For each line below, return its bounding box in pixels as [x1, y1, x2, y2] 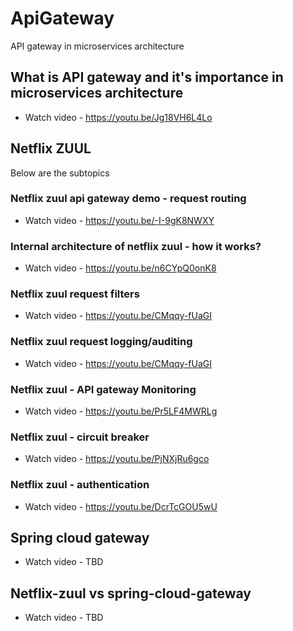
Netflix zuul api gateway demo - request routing [10, 192, 247, 206]
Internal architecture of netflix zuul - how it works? [10, 239, 262, 253]
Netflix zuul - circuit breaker [10, 430, 150, 444]
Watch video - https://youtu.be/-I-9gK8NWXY [24, 214, 215, 226]
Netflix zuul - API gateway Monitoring [10, 382, 197, 396]
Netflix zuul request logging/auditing [10, 335, 193, 349]
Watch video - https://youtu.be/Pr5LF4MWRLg [24, 405, 218, 417]
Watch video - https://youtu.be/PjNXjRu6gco [24, 453, 210, 465]
